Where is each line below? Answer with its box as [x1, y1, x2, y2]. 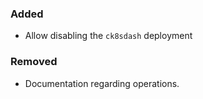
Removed [10, 55, 58, 69]
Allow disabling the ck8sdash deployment [24, 30, 193, 42]
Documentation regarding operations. [24, 77, 180, 89]
